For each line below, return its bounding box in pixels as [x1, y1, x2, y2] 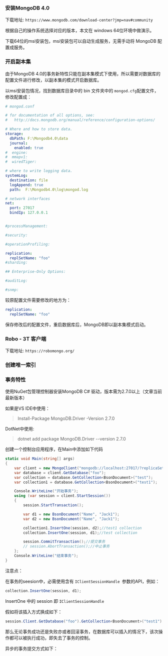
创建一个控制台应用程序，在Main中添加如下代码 [5, 446, 103, 453]
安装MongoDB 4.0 [5, 4, 50, 11]
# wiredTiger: [5, 159, 37, 164]
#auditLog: [5, 278, 28, 283]
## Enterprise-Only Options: [5, 269, 66, 274]
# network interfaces [5, 196, 50, 201]
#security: [5, 233, 28, 238]
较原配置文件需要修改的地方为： [5, 297, 71, 303]
